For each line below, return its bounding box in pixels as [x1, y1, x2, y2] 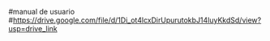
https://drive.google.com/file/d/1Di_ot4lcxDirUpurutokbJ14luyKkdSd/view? [12, 15, 262, 25]
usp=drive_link [8, 24, 58, 33]
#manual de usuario [8, 7, 75, 16]
